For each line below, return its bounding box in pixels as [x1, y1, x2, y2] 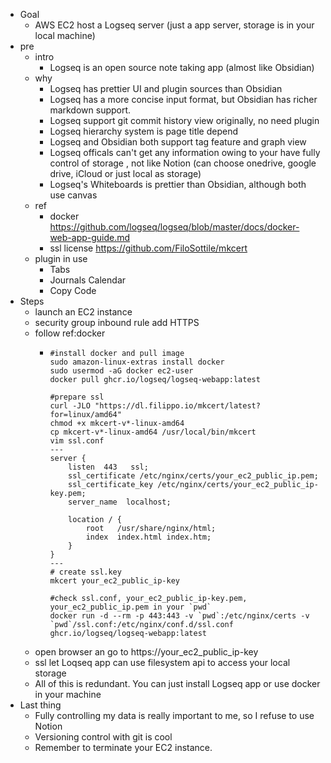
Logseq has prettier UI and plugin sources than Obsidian [49, 83, 283, 94]
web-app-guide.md [49, 232, 131, 243]
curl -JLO [49, 401, 91, 411]
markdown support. [49, 104, 132, 116]
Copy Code [49, 285, 97, 296]
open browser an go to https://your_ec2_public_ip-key [34, 646, 259, 658]
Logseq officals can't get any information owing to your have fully [49, 147, 321, 158]
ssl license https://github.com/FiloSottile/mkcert [49, 242, 248, 254]
